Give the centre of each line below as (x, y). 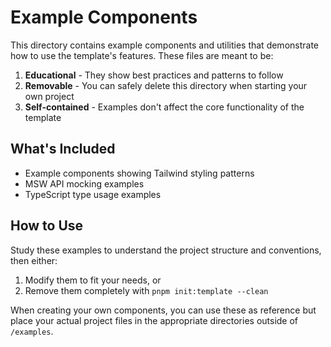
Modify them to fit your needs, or (93, 280)
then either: (34, 260)
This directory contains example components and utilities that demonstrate (165, 45)
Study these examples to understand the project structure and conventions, (166, 250)
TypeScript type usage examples (93, 194)
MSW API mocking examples (84, 183)
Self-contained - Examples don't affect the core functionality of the (164, 107)
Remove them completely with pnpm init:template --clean (146, 290)
